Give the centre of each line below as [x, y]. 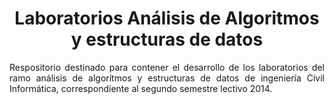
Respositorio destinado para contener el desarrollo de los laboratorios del [167, 67]
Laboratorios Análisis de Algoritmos [167, 18]
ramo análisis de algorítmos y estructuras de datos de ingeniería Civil [167, 78]
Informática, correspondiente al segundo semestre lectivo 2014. [141, 88]
